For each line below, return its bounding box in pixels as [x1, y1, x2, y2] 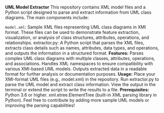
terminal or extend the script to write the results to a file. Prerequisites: [5, 87, 149, 92]
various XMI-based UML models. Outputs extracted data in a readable [5, 66, 147, 72]
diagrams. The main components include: [5, 15, 89, 20]
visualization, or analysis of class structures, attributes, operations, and [5, 34, 149, 40]
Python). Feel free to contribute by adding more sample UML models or [5, 97, 150, 103]
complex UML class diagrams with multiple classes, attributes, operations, [5, 56, 156, 61]
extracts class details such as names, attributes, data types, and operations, [5, 45, 159, 51]
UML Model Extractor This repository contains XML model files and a [5, 4, 146, 10]
